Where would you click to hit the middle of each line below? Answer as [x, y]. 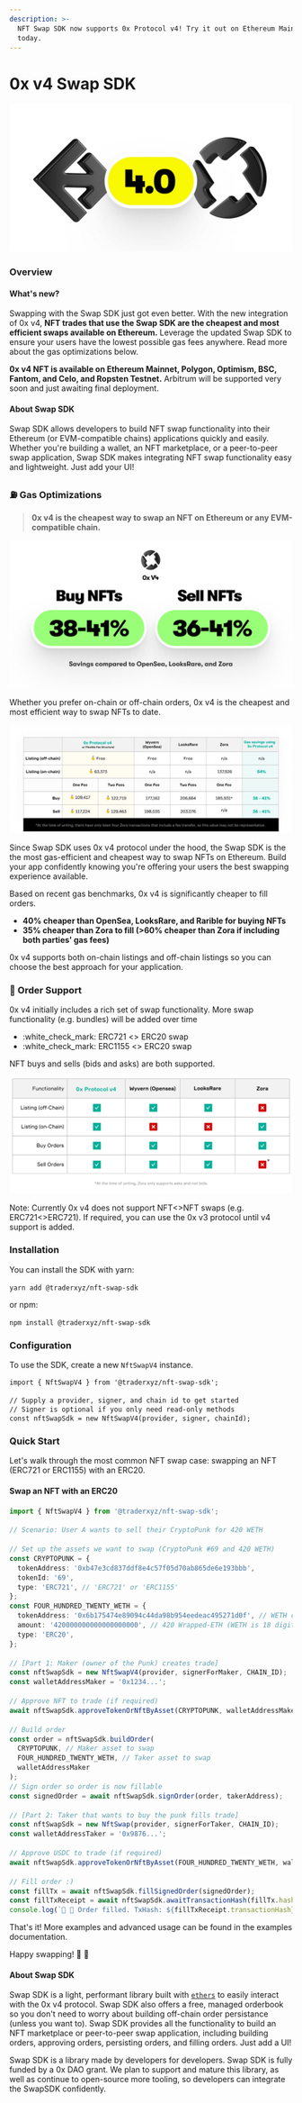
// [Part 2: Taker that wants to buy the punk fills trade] [124, 1815]
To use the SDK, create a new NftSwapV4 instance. [101, 1365]
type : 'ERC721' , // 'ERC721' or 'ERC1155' [98, 1587]
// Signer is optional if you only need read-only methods [122, 1410]
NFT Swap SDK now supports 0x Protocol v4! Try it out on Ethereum [147, 28]
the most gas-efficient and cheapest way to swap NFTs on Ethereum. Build [148, 857]
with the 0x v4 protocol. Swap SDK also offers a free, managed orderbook [147, 2005]
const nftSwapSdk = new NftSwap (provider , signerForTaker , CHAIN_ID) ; [144, 1825]
